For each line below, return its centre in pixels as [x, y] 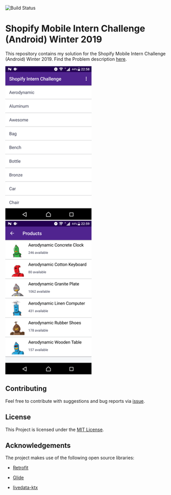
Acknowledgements [38, 445]
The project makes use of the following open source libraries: [70, 458]
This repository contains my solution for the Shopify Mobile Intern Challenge [86, 53]
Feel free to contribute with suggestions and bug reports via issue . [75, 401]
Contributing [26, 389]
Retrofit [20, 468]
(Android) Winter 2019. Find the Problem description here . [66, 59]
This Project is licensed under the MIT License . [55, 429]
